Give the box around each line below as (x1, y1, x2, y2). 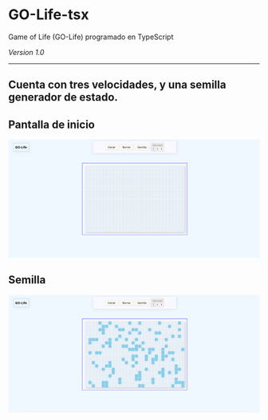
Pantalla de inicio (8, 117, 96, 131)
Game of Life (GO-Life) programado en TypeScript (8, 32, 174, 42)
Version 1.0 (8, 47, 45, 57)
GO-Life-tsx (8, 6, 89, 24)
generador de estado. (8, 90, 118, 105)
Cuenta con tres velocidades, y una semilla (8, 78, 227, 92)
